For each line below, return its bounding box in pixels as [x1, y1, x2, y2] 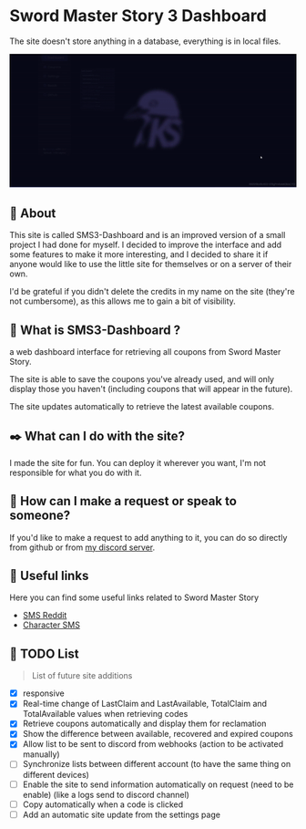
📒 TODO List [9, 646, 79, 661]
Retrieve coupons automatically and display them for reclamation [22, 718, 267, 730]
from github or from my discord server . [9, 542, 156, 553]
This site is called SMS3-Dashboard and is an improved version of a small [9, 230, 286, 241]
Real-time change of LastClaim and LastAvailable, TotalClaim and [22, 699, 267, 710]
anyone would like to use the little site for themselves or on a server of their [9, 259, 292, 270]
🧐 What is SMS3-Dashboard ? [9, 322, 181, 337]
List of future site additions [31, 670, 133, 681]
